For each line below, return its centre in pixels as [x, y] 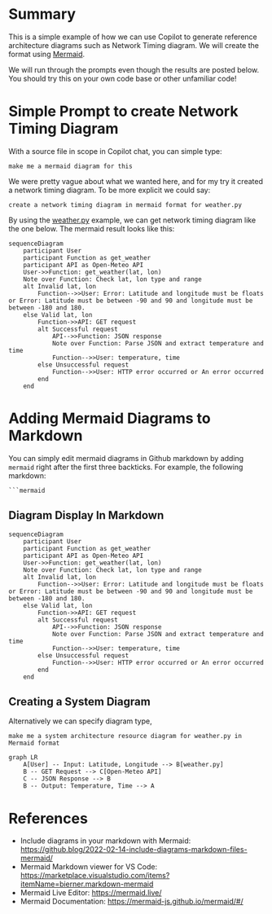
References [48, 818]
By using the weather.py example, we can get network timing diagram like [132, 220]
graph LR [23, 758]
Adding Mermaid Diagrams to [110, 418]
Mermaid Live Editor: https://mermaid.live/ [91, 893]
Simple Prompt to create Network [123, 112]
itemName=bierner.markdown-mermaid [87, 884]
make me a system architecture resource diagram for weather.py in [125, 736]
